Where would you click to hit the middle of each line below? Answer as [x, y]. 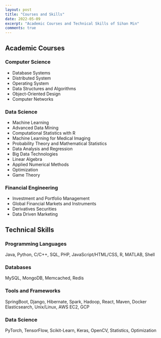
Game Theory [26, 175]
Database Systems [31, 73]
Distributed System [32, 78]
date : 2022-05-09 [23, 19]
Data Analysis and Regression [42, 149]
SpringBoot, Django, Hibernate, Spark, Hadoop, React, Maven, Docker [76, 301]
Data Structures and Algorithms [44, 88]
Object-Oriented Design [36, 94]
